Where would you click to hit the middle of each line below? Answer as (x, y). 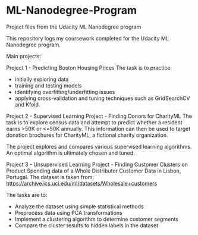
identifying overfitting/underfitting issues (65, 92)
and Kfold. (27, 104)
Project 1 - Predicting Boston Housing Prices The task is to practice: (89, 68)
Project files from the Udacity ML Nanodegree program (74, 27)
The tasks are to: (27, 195)
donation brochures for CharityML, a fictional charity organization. (87, 135)
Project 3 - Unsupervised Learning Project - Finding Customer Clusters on (97, 164)
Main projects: (24, 56)
